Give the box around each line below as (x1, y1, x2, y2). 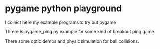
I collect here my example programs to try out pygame (5, 19, 116, 25)
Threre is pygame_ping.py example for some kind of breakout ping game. (5, 28, 156, 34)
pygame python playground (5, 3, 122, 14)
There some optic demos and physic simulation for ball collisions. (5, 38, 139, 44)
